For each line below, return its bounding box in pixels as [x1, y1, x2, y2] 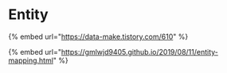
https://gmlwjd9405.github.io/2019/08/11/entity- [61, 47, 219, 56]
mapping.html [8, 56, 54, 65]
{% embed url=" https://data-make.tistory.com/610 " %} [8, 32, 189, 41]
